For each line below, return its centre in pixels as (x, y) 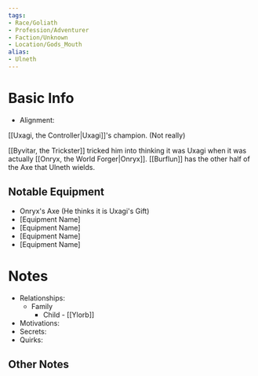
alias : (19, 52)
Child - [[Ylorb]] (69, 315)
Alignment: (37, 120)
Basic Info (41, 98)
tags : (17, 15)
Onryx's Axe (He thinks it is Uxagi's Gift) (84, 211)
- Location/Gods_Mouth (45, 45)
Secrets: (33, 331)
